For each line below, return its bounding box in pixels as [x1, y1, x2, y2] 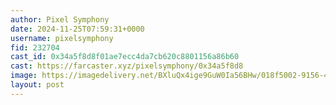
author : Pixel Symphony [10, 14, 110, 25]
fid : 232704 [10, 42, 60, 53]
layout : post [10, 80, 65, 90]
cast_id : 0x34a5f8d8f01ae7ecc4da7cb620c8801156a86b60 [10, 52, 240, 62]
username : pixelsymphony [10, 33, 114, 43]
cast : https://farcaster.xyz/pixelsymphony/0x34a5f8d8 [10, 61, 244, 71]
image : [10, 71, 38, 81]
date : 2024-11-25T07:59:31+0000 [10, 24, 145, 34]
